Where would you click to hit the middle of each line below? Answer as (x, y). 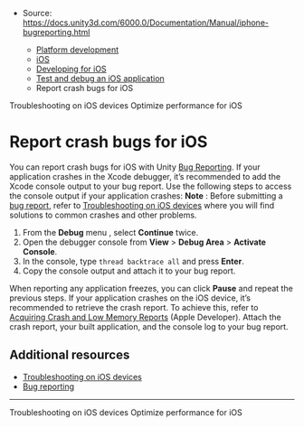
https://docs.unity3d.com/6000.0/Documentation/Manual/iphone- (146, 23)
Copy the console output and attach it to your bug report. (129, 271)
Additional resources (70, 355)
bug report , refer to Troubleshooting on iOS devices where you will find (142, 205)
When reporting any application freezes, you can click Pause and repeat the (152, 288)
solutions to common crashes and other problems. (103, 215)
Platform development (77, 50)
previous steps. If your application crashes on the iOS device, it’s (130, 298)
